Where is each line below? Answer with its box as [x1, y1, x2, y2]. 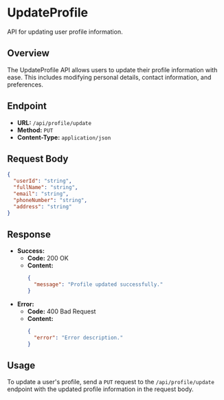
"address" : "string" [13, 203, 72, 210]
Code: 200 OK [27, 254, 69, 263]
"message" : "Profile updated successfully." [33, 281, 164, 288]
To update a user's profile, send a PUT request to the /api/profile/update [7, 378, 215, 386]
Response [7, 228, 52, 240]
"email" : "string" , [13, 190, 69, 197]
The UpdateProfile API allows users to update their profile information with [7, 65, 218, 74]
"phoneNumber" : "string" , [13, 197, 88, 203]
